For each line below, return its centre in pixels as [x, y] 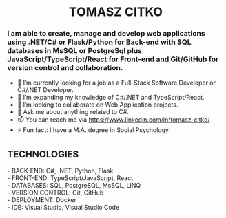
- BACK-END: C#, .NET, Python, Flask [60, 171]
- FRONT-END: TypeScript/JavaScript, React [70, 178]
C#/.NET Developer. [45, 90]
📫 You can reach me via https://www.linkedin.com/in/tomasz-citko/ [113, 120]
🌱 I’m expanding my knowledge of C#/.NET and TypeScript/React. [111, 98]
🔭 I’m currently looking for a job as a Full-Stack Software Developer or [116, 83]
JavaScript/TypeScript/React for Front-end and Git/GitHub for [113, 59]
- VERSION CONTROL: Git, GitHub [55, 193]
